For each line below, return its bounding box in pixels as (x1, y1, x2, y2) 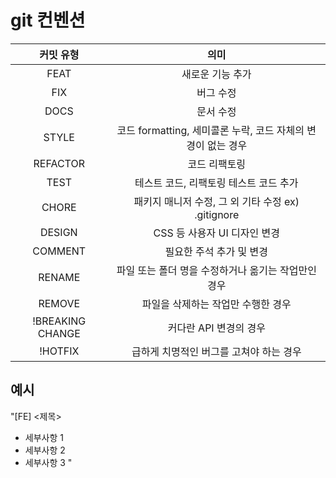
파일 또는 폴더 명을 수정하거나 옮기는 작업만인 (116, 263, 317, 277)
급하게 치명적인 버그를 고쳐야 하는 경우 (131, 344, 302, 358)
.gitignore (194, 207, 240, 221)
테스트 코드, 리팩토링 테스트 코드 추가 (134, 176, 299, 190)
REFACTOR (33, 156, 85, 170)
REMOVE (38, 296, 81, 310)
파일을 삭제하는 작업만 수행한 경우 (141, 297, 292, 311)
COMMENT (32, 244, 87, 258)
